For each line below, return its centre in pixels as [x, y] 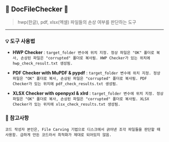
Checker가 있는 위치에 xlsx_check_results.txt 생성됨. [66, 104]
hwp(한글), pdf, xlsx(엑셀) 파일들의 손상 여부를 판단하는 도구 [77, 22]
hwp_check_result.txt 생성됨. [43, 63]
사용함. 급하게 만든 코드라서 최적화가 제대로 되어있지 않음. [58, 135]
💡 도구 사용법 [20, 41]
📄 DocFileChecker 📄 [37, 9]
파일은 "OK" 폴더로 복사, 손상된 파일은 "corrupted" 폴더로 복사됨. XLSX [81, 99]
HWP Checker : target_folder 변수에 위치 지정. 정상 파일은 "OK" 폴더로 [83, 52]
